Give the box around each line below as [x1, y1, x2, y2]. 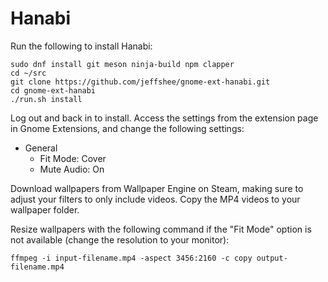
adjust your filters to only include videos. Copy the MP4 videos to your [10, 193, 301, 205]
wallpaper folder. [10, 203, 80, 216]
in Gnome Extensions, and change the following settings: [10, 122, 245, 134]
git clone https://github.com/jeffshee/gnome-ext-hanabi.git [10, 77, 271, 87]
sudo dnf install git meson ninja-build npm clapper [10, 59, 235, 69]
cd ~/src [10, 68, 47, 78]
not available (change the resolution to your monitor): [10, 233, 230, 246]
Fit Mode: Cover [39, 152, 107, 164]
